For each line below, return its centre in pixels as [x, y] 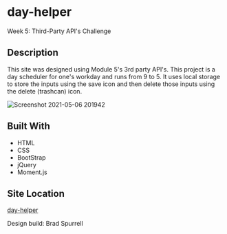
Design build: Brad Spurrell [45, 224]
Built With [29, 126]
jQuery [26, 164]
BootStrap [31, 157]
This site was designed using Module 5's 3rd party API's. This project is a [111, 69]
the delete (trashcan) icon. [45, 91]
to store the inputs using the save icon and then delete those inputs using [111, 84]
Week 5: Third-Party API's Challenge [59, 31]
